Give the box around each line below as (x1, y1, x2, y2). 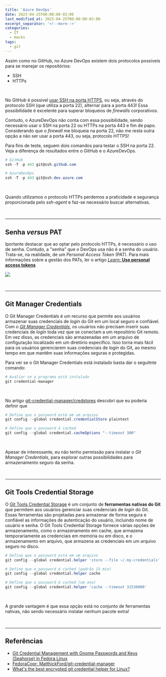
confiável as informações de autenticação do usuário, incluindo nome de (5, 517, 154, 523)
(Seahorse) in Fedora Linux (12, 655, 68, 661)
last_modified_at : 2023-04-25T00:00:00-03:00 (5, 16, 100, 21)
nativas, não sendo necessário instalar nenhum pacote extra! (5, 609, 129, 615)
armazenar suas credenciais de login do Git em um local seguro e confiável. (5, 318, 160, 324)
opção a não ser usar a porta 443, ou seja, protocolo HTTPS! (5, 133, 129, 139)
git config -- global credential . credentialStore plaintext (5, 417, 129, 422)
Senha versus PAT (5, 228, 62, 236)
